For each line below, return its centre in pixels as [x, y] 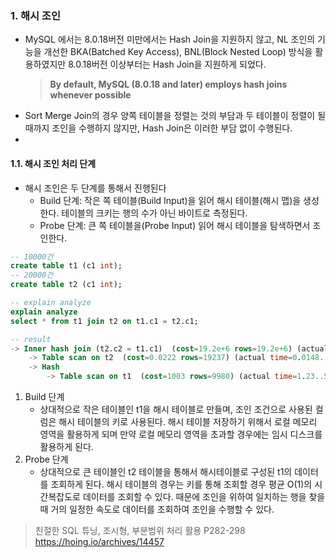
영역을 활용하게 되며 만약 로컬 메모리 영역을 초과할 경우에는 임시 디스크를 [181, 434]
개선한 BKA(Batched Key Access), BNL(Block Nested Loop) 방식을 [178, 52]
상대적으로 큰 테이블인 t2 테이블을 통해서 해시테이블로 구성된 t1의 [166, 471]
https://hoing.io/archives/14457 [99, 541]
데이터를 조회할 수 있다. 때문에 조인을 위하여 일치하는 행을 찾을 [204, 496]
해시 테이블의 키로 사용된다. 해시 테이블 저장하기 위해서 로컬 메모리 [188, 421]
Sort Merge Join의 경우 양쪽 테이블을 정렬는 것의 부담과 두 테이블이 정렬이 [170, 116]
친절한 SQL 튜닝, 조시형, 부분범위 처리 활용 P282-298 [140, 530]
